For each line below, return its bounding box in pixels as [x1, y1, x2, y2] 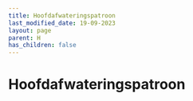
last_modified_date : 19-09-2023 [8, 19, 116, 27]
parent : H [8, 33, 41, 42]
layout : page [8, 26, 52, 34]
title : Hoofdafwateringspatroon [8, 11, 116, 20]
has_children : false [8, 41, 77, 49]
